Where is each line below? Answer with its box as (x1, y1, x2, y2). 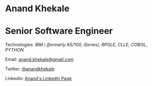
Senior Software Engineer (5, 26, 113, 37)
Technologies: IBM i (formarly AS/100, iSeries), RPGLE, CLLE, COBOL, (5, 42, 148, 48)
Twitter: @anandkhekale (5, 66, 55, 72)
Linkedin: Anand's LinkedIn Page (5, 76, 72, 82)
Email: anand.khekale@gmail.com (5, 57, 74, 62)
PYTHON (5, 47, 24, 53)
